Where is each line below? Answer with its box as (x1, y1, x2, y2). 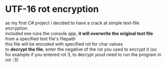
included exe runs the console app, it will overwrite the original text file (5, 30, 154, 36)
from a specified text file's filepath (5, 36, 76, 42)
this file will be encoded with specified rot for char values (5, 41, 123, 47)
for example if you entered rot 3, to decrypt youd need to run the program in (5, 51, 162, 58)
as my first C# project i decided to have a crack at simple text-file (5, 20, 140, 26)
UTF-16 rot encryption (5, 3, 99, 15)
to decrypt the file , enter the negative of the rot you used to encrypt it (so (5, 46, 157, 52)
